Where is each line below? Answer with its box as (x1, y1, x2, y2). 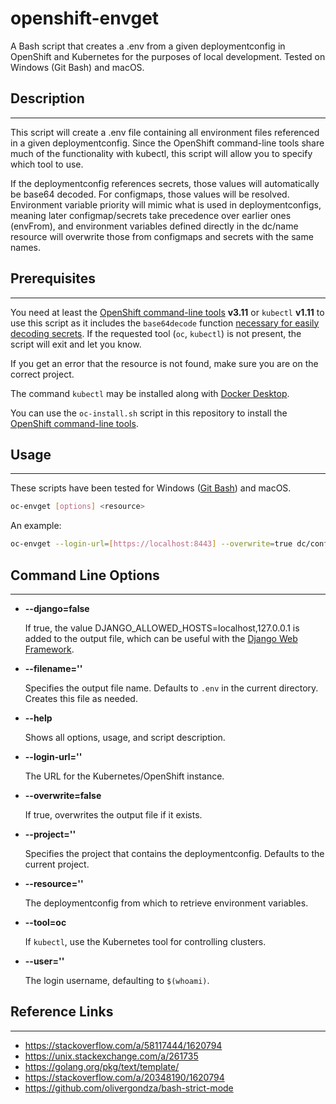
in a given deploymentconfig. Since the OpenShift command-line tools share (10, 137, 325, 149)
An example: (10, 520, 62, 532)
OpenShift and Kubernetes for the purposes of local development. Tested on (10, 50, 326, 62)
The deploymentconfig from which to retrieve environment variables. (24, 897, 309, 909)
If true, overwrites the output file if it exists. (24, 808, 203, 821)
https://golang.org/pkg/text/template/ (24, 1060, 180, 1072)
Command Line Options (10, 567, 160, 584)
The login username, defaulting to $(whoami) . (24, 974, 210, 986)
